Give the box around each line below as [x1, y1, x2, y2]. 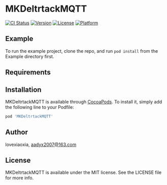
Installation [5, 85, 42, 94]
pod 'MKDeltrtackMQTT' [5, 114, 53, 119]
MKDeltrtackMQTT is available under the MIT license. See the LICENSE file [5, 169, 161, 175]
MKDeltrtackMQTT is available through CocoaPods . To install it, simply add [5, 98, 162, 104]
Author [5, 128, 28, 137]
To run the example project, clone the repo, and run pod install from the [5, 48, 158, 54]
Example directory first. [5, 53, 54, 59]
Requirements [5, 68, 51, 77]
